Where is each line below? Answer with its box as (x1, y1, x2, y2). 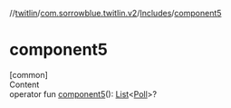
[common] (9, 69, 48, 80)
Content (9, 79, 40, 90)
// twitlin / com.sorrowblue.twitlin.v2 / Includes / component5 (9, 8, 222, 18)
